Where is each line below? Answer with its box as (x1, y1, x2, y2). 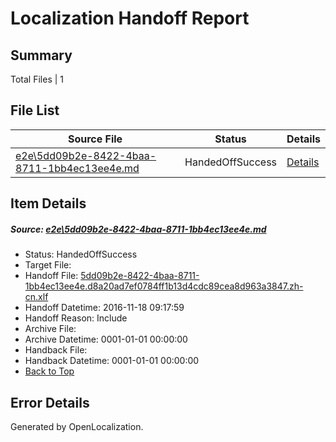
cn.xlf (24, 291, 49, 303)
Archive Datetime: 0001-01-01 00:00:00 (24, 333, 188, 346)
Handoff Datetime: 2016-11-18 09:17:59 (24, 302, 185, 314)
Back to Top (24, 365, 75, 377)
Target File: (24, 259, 72, 271)
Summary (10, 47, 73, 64)
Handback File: (24, 344, 88, 356)
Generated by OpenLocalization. (10, 420, 144, 432)
